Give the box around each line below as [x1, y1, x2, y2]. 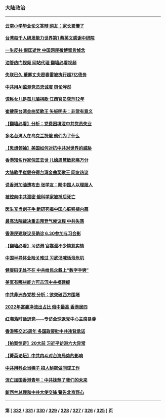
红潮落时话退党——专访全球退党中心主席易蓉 [5, 316, 96, 322]
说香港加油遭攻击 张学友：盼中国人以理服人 [5, 182, 93, 188]
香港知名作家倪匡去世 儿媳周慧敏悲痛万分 [5, 157, 89, 163]
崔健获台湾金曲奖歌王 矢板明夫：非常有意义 [5, 109, 93, 114]
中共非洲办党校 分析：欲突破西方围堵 [5, 291, 80, 297]
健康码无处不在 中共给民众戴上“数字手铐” [5, 267, 89, 273]
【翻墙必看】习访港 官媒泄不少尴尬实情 [5, 243, 84, 249]
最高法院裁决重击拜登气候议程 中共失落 [5, 218, 84, 224]
